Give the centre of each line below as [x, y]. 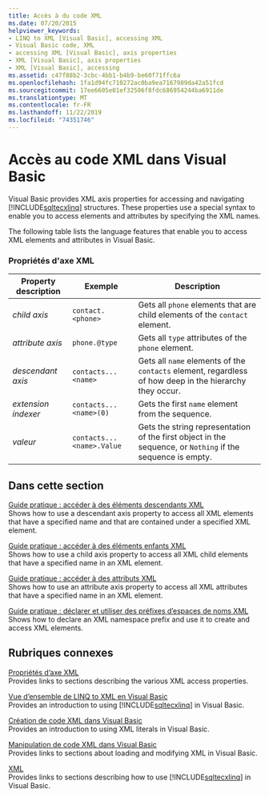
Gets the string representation [194, 427]
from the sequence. [175, 414]
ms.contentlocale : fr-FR [50, 105]
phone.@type [94, 343]
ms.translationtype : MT [48, 98]
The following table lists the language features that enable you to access [128, 231]
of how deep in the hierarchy [192, 381]
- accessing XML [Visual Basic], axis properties [93, 53]
